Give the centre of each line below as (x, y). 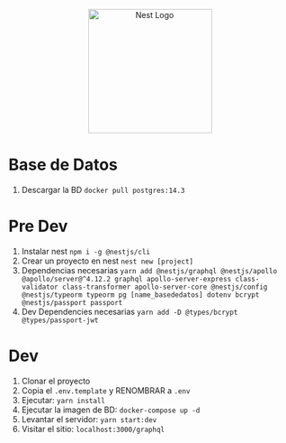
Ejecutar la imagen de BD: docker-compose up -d (111, 410)
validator (40, 287)
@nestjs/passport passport (72, 302)
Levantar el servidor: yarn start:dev (89, 419)
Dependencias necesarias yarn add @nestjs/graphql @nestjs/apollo (149, 270)
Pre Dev (38, 226)
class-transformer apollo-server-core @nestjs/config (165, 287)
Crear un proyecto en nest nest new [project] (107, 261)
